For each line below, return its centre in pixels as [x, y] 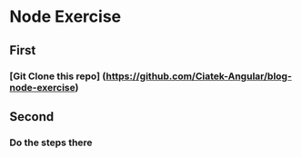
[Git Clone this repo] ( [58, 76]
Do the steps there [51, 142]
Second [32, 117]
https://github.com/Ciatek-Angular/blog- [199, 76]
